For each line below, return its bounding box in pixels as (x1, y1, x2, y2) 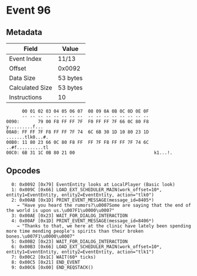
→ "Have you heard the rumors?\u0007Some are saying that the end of (17, 202, 192, 208)
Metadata (6, 27, 42, 37)
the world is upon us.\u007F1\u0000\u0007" (6, 207, 115, 213)
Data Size (9, 74, 36, 82)
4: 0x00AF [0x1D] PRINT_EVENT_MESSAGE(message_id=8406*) (11, 217, 155, 224)
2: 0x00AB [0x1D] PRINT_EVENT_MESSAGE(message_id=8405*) (11, 197, 155, 203)
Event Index (9, 54, 42, 63)
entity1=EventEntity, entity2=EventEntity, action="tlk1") (6, 249, 155, 255)
